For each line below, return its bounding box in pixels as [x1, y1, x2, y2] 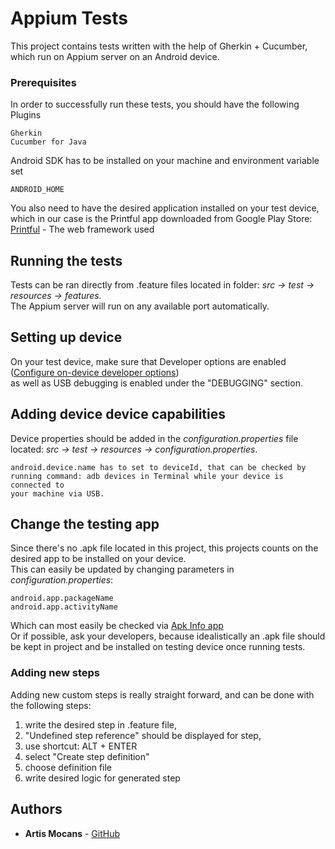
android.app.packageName [10, 593, 114, 604]
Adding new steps [10, 666, 100, 680]
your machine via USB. [10, 488, 105, 499]
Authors [10, 801, 63, 818]
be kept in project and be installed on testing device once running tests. [10, 641, 306, 653]
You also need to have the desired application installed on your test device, [10, 202, 320, 214]
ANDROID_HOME [10, 185, 65, 195]
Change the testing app [10, 516, 160, 533]
